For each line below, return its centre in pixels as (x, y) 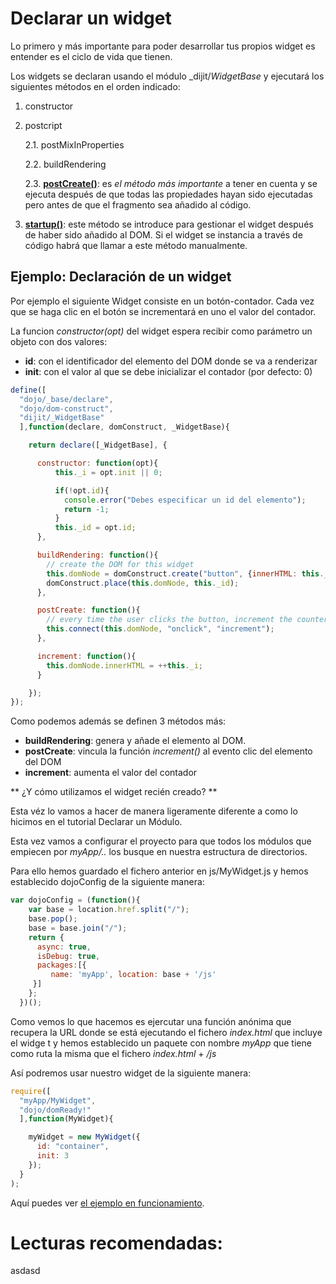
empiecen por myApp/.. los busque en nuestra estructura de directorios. (159, 852)
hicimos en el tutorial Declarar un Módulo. (96, 822)
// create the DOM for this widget (120, 564)
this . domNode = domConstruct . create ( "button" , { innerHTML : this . (185, 573)
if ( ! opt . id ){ (82, 490)
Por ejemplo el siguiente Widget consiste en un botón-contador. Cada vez (162, 301)
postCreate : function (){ (88, 610)
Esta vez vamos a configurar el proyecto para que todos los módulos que (161, 841)
